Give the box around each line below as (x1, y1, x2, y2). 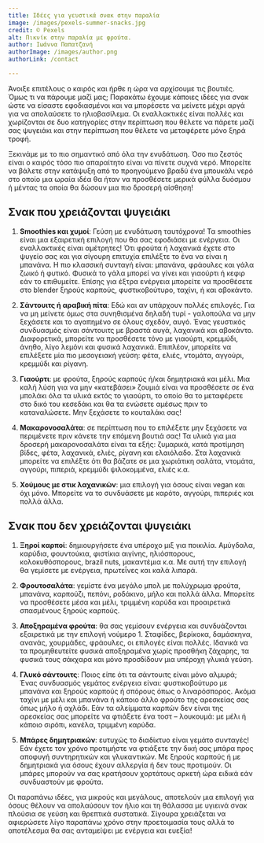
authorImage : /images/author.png (8, 48, 118, 56)
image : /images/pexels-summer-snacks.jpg (8, 19, 146, 27)
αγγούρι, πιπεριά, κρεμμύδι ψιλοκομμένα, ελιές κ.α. (19, 464, 190, 474)
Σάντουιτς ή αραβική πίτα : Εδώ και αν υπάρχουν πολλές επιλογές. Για (19, 300, 255, 309)
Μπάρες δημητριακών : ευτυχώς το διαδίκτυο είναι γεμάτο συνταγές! (19, 735, 250, 745)
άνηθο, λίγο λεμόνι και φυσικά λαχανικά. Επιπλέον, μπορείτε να (19, 342, 232, 351)
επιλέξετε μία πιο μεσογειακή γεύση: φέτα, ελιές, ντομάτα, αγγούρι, (19, 350, 244, 360)
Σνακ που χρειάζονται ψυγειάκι (8, 205, 170, 219)
